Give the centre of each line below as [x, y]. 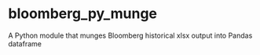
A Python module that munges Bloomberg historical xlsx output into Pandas [130, 35]
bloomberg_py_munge [82, 14]
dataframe [25, 43]
